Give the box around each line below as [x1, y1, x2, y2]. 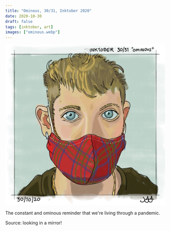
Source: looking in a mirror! [5, 220, 62, 226]
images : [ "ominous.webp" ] [5, 30, 60, 35]
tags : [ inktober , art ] [5, 24, 53, 30]
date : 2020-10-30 [5, 13, 42, 19]
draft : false [5, 19, 33, 24]
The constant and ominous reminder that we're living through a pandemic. [5, 210, 160, 216]
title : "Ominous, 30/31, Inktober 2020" [5, 8, 92, 13]
